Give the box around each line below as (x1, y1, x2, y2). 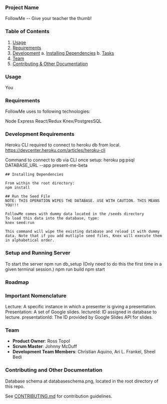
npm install (5, 185, 30, 190)
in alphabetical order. (5, 238, 55, 243)
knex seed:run (5, 220, 35, 226)
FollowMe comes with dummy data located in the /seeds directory (5, 212, 144, 217)
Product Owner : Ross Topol (12, 338, 70, 344)
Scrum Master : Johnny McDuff (12, 343, 77, 349)
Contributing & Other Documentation (12, 61, 88, 67)
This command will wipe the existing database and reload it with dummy (5, 229, 160, 234)
